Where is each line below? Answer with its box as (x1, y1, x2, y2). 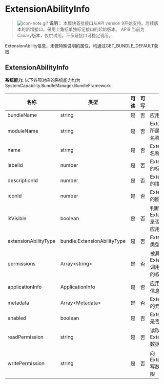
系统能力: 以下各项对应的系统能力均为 (5, 77, 81, 83)
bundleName (7, 112, 38, 118)
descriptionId (7, 177, 38, 184)
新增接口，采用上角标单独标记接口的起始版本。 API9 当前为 (25, 26, 145, 32)
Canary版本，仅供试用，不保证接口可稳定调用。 (17, 32, 113, 38)
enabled (7, 315, 26, 321)
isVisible (7, 215, 27, 222)
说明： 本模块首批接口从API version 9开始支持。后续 (49, 20, 155, 26)
